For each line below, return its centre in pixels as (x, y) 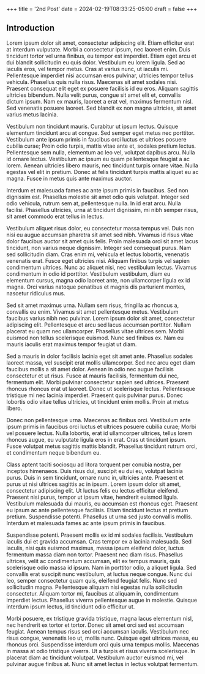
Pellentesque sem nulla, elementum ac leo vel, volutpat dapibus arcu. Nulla (101, 152)
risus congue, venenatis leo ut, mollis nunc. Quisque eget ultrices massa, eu (102, 638)
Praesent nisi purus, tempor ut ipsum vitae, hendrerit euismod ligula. (92, 497)
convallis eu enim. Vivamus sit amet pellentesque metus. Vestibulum (92, 311)
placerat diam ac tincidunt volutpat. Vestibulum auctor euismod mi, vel (95, 657)
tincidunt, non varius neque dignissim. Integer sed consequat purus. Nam (99, 248)
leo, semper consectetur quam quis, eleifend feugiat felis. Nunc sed (92, 580)
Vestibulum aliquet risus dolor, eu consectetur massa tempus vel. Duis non (100, 228)
